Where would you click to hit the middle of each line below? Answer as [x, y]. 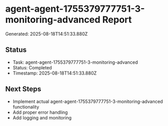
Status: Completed [32, 67]
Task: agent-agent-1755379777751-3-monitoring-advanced [75, 62]
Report [117, 20]
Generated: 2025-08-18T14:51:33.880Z [46, 34]
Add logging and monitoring [42, 117]
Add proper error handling [40, 112]
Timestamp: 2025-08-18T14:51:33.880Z [55, 73]
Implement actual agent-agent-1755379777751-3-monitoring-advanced [88, 101]
